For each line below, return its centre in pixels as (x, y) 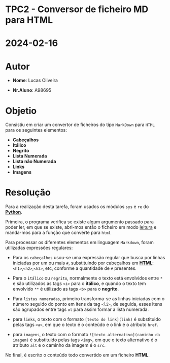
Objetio (21, 111)
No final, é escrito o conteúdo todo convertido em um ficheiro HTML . (77, 355)
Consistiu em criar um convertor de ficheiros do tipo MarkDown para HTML (80, 125)
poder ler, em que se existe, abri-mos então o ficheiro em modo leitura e (81, 227)
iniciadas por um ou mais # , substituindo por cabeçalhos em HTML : (83, 263)
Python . (14, 212)
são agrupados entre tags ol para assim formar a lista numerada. (80, 309)
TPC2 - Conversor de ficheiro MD (77, 9)
